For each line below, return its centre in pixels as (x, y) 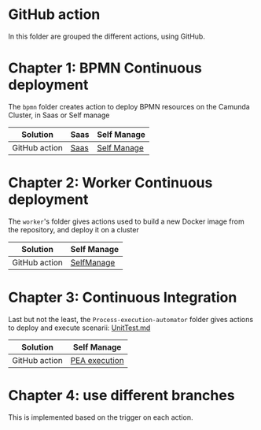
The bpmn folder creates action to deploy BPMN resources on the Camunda (129, 106)
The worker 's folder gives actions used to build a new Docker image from (127, 221)
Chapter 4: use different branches (121, 395)
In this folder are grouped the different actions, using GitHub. (107, 36)
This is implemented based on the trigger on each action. (101, 417)
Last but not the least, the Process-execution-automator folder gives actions (131, 319)
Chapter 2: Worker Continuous (110, 183)
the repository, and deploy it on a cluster (74, 229)
